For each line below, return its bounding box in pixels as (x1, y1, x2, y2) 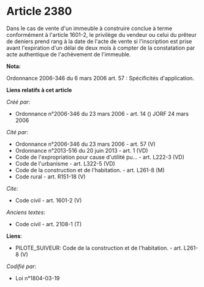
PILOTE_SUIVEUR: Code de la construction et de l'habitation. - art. (15, 244, 183, 251)
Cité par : (6, 128, 29, 136)
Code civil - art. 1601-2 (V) (15, 196, 82, 204)
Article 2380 (6, 4, 72, 18)
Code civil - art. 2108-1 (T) (15, 220, 82, 228)
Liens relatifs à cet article (6, 86, 72, 93)
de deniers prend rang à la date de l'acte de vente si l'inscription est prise (6, 37, 192, 45)
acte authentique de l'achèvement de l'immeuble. (6, 50, 131, 58)
